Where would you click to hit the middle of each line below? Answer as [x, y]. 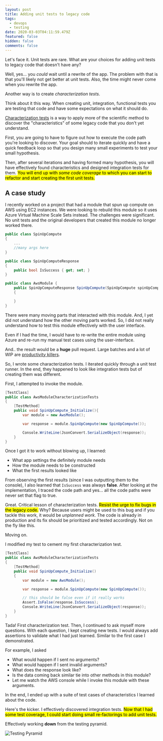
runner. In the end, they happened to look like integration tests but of [73, 369]
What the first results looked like [44, 471]
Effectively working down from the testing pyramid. [56, 724]
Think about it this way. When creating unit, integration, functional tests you [81, 103]
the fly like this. [20, 525]
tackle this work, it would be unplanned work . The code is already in [73, 515]
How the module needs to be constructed [54, 465]
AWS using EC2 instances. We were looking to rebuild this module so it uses [81, 210]
